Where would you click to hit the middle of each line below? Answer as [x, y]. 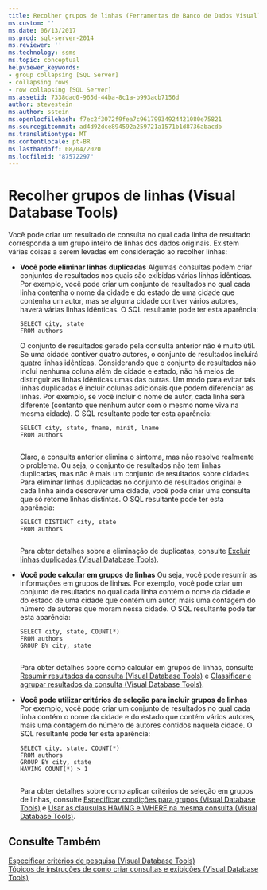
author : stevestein [41, 104]
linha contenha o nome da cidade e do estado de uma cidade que [127, 292]
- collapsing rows [39, 82]
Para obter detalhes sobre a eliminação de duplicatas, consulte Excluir [135, 551]
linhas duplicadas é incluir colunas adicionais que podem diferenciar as [137, 388]
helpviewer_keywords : [44, 68]
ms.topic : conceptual [44, 61]
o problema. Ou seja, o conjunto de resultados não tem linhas [120, 465]
